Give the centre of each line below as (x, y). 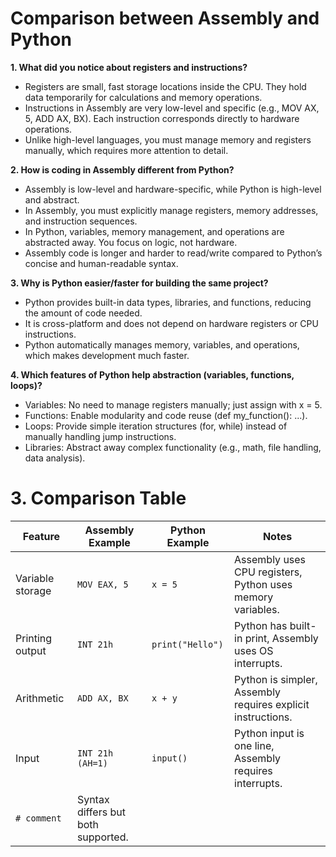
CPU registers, (268, 572)
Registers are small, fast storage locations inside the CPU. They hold (165, 86)
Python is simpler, (276, 679)
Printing (34, 638)
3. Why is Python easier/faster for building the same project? (139, 283)
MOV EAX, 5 (102, 584)
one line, (254, 745)
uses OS (254, 650)
